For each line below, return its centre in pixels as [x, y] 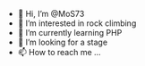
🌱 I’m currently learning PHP [70, 33]
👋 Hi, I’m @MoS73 [51, 14]
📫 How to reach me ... [59, 52]
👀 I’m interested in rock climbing [77, 23]
